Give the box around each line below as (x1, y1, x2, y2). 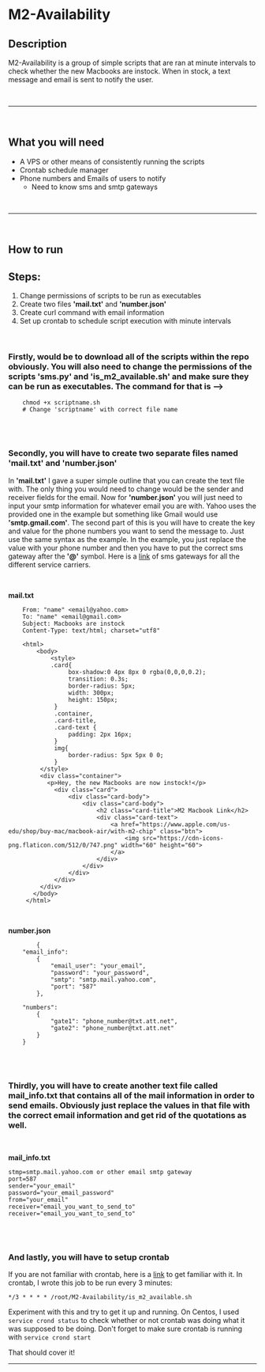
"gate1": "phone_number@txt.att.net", (50, 1017, 178, 1025)
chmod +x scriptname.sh (22, 399, 101, 407)
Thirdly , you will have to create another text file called (8, 1080, 218, 1091)
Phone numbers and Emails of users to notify (19, 173, 166, 183)
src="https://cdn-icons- (142, 834, 224, 842)
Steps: (8, 270, 41, 283)
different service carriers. (8, 559, 91, 569)
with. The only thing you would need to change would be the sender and (8, 484, 244, 494)
